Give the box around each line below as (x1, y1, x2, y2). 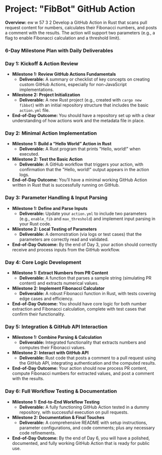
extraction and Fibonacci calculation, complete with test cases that (12, 306, 146, 312)
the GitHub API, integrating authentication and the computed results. (19, 360, 156, 366)
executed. (19, 151, 40, 157)
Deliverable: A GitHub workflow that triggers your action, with (19, 161, 144, 167)
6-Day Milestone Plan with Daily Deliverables (5, 47, 113, 54)
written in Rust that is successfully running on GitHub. (12, 182, 120, 188)
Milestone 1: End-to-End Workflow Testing (12, 399, 100, 404)
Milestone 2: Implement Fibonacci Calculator (12, 285, 105, 291)
